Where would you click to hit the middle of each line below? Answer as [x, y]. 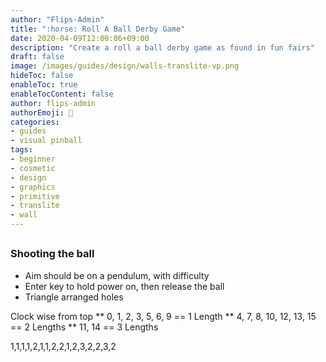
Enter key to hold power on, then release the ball [124, 286]
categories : [35, 122]
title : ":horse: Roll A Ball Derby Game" [98, 29]
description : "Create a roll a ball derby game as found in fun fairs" [162, 47]
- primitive [35, 196]
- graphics [33, 187]
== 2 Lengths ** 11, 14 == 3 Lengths [84, 327]
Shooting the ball [52, 254]
